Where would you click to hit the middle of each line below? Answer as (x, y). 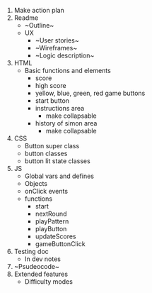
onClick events (46, 191)
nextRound (51, 214)
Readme (26, 18)
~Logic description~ (65, 55)
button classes (46, 153)
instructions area (60, 108)
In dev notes (43, 259)
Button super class (52, 146)
